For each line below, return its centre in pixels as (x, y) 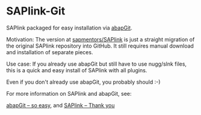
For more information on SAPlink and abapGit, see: (69, 93)
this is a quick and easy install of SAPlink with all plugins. (77, 70)
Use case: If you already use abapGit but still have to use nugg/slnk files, (97, 64)
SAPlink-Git (36, 11)
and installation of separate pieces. (50, 52)
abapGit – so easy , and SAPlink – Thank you (60, 105)
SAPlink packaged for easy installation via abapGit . (69, 28)
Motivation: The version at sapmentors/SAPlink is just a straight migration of (100, 39)
